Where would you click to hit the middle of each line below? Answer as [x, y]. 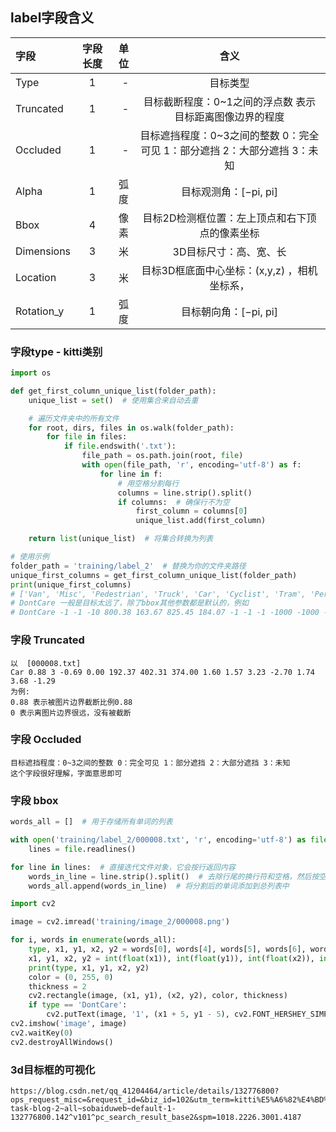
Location [36, 277]
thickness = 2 [57, 986]
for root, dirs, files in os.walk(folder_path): [131, 428]
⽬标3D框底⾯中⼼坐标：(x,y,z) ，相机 [229, 270]
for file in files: [87, 437]
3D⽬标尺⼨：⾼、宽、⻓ [229, 251]
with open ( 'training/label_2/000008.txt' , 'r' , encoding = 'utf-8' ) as [158, 840]
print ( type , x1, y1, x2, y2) [89, 968]
